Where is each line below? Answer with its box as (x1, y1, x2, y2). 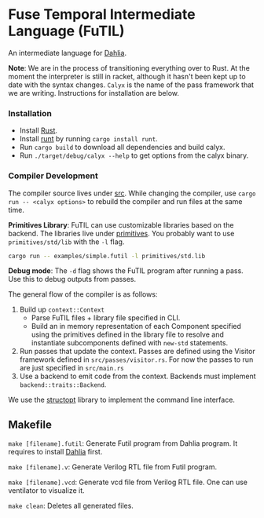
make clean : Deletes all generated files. (8, 501, 134, 511)
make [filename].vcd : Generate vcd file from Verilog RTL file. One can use (8, 477, 248, 487)
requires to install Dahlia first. (8, 447, 103, 457)
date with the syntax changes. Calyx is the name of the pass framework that (8, 80, 254, 89)
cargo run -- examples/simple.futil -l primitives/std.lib (8, 252, 206, 260)
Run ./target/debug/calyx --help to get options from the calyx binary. (19, 151, 249, 160)
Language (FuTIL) (8, 22, 125, 40)
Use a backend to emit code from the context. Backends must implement (19, 371, 256, 381)
